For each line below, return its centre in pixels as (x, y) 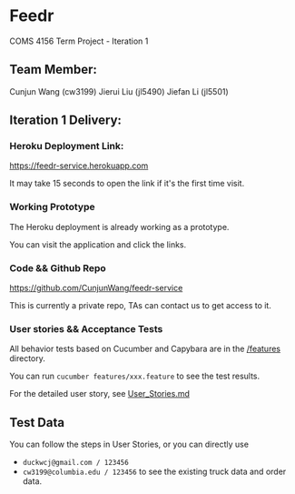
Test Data (37, 423)
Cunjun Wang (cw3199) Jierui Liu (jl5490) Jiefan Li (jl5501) (119, 91)
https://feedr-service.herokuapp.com (79, 166)
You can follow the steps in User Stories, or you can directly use (129, 444)
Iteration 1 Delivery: (66, 121)
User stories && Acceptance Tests (86, 328)
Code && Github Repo (58, 267)
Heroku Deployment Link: (67, 146)
